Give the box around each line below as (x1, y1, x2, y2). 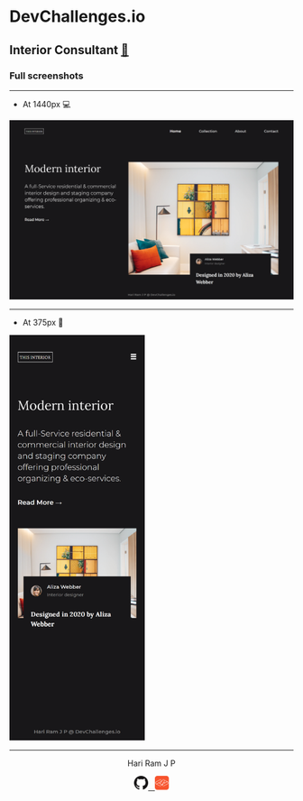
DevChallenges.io (9, 6, 146, 27)
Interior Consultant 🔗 (9, 42, 129, 58)
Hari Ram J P (127, 758, 176, 769)
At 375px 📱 (22, 318, 64, 328)
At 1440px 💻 (22, 98, 71, 109)
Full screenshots (9, 69, 84, 82)
